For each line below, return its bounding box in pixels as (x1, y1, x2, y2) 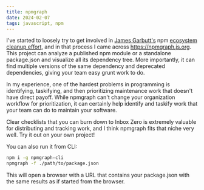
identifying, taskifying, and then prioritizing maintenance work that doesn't (6, 87, 193, 95)
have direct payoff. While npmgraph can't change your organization (6, 93, 175, 101)
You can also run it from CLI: (6, 143, 78, 151)
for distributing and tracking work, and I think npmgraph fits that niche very (6, 125, 194, 132)
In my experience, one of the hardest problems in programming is (6, 81, 171, 88)
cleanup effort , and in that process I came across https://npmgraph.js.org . (6, 43, 192, 50)
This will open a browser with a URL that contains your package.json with (6, 171, 190, 179)
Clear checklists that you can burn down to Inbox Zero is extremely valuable (6, 118, 197, 126)
